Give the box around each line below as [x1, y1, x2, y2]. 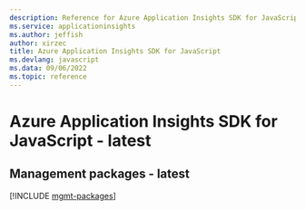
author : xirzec [9, 38, 67, 48]
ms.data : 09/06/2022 [9, 64, 88, 73]
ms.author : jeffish [9, 30, 84, 39]
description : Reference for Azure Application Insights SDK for [9, 13, 258, 23]
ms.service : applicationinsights [9, 22, 136, 31]
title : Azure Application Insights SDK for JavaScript [9, 47, 221, 56]
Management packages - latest [9, 167, 191, 182]
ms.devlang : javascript [9, 55, 100, 64]
